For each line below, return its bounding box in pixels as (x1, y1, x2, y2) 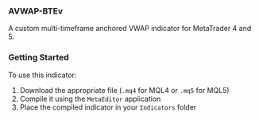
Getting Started (8, 52, 69, 63)
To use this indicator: (8, 70, 77, 79)
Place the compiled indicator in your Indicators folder (19, 102, 197, 112)
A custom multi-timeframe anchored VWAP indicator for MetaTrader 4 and (8, 24, 252, 33)
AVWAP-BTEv (8, 6, 64, 17)
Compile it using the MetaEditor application (19, 94, 161, 103)
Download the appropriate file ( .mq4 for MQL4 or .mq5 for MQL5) (19, 85, 230, 95)
